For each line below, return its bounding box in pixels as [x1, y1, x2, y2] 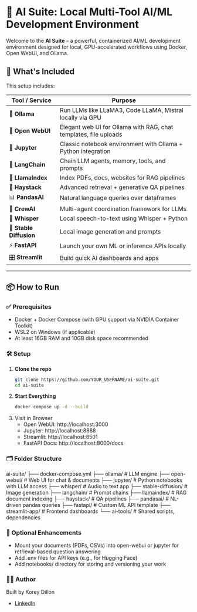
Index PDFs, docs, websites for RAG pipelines [59, 173, 185, 181]
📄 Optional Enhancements [6, 528, 82, 536]
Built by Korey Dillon [6, 589, 55, 596]
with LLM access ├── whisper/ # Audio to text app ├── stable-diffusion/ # [6, 482, 188, 489]
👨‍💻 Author [6, 575, 36, 583]
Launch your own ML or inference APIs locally [59, 242, 186, 250]
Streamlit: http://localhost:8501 [23, 434, 98, 441]
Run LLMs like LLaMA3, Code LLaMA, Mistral [59, 106, 184, 114]
